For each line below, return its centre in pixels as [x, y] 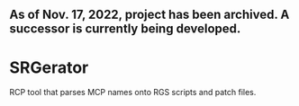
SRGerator [49, 67]
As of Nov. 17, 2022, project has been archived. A [149, 15]
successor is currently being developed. [125, 29]
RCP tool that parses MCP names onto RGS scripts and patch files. [133, 93]
